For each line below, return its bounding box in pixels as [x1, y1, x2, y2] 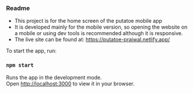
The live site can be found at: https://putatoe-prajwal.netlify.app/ [14, 36, 170, 43]
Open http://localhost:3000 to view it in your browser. [6, 80, 135, 87]
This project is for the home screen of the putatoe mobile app [14, 18, 162, 25]
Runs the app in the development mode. [6, 74, 102, 81]
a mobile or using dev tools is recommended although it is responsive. [14, 30, 183, 37]
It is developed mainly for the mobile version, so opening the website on [14, 23, 188, 30]
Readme [6, 4, 30, 12]
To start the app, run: [6, 47, 57, 54]
